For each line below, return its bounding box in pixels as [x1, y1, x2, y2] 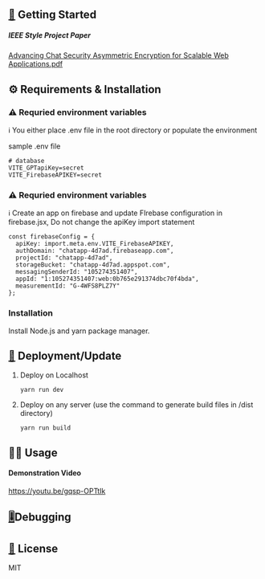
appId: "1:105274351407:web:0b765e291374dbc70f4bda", [15, 275, 199, 283]
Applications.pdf [8, 59, 63, 69]
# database [8, 157, 45, 165]
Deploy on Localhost [19, 370, 88, 380]
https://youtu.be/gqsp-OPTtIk [8, 487, 106, 496]
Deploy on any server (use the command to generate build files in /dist [19, 400, 254, 410]
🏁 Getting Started [8, 8, 97, 22]
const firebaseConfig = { [8, 233, 95, 241]
